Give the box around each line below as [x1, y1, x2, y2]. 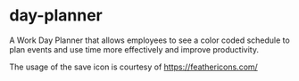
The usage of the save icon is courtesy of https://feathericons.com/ [9, 61, 259, 72]
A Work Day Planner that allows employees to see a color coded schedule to [9, 35, 290, 45]
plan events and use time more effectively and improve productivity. [9, 44, 259, 54]
